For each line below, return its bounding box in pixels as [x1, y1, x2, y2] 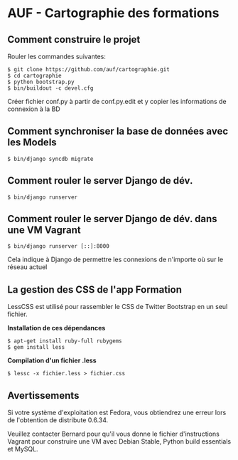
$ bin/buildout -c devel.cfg [7, 85, 94, 92]
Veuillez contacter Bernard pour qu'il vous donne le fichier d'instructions [7, 429, 220, 439]
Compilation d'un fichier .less [7, 356, 97, 365]
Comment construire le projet [7, 33, 141, 46]
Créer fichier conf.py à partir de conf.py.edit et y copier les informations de [7, 98, 227, 105]
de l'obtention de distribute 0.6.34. [7, 416, 109, 424]
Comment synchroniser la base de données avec [7, 125, 229, 137]
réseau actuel [7, 263, 48, 271]
